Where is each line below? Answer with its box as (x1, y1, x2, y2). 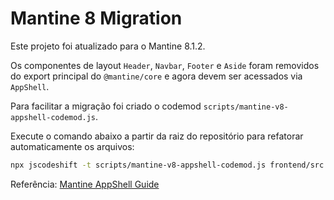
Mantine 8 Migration (10, 7, 183, 30)
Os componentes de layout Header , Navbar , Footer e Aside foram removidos (10, 59, 320, 71)
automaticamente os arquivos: (10, 140, 135, 152)
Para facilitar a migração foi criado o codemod (10, 100, 202, 112)
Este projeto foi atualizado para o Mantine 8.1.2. (10, 40, 206, 52)
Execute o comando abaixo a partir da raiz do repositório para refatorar (10, 130, 304, 142)
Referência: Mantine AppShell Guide (10, 178, 160, 190)
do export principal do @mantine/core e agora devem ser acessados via (10, 70, 303, 82)
